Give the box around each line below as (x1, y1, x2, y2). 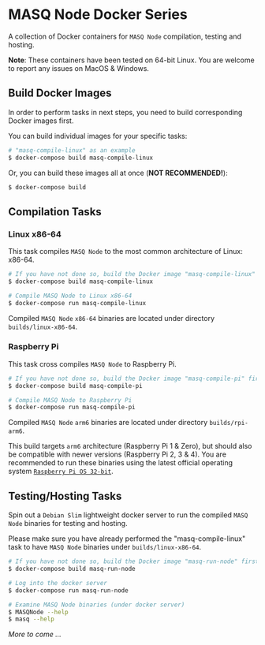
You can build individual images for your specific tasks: (8, 131, 188, 140)
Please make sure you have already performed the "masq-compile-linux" (8, 534, 246, 543)
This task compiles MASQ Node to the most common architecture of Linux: (8, 247, 243, 256)
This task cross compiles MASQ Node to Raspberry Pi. (8, 359, 177, 368)
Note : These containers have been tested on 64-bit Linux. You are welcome (8, 55, 255, 65)
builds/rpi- (208, 419, 248, 427)
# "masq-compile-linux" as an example (8, 146, 136, 155)
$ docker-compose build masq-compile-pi (8, 382, 144, 390)
